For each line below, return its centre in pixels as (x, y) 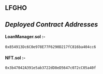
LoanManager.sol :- (25, 37)
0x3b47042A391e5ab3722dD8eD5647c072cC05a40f (51, 68)
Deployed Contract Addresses (51, 24)
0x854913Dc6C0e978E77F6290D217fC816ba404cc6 (51, 47)
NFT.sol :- (15, 58)
